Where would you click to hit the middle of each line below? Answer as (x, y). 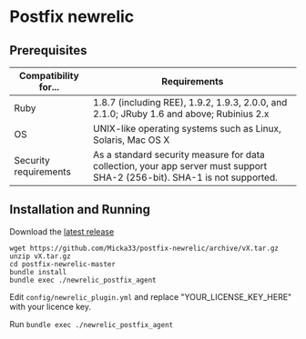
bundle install (38, 272)
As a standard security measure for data (179, 155)
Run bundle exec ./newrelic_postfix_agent (92, 324)
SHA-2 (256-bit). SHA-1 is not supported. (185, 177)
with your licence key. (50, 306)
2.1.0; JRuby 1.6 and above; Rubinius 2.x (181, 114)
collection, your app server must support (179, 166)
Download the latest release (62, 231)
